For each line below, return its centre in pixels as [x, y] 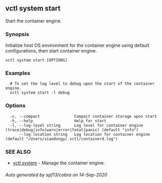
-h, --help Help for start [58, 121]
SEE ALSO [18, 152]
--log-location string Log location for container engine [84, 134]
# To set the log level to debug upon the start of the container [82, 84]
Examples [18, 73]
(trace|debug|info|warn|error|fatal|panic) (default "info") [72, 130]
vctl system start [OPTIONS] [36, 60]
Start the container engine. [34, 21]
